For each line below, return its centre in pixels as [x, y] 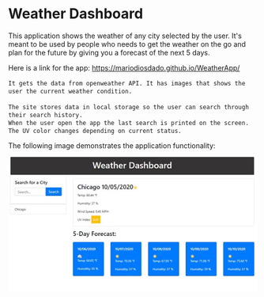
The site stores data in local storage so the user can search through [128, 107]
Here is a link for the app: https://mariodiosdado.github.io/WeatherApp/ [124, 67]
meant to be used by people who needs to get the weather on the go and [127, 44]
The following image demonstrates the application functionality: [112, 145]
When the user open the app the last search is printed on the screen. [128, 123]
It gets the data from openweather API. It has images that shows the [127, 83]
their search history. [45, 115]
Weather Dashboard [76, 14]
